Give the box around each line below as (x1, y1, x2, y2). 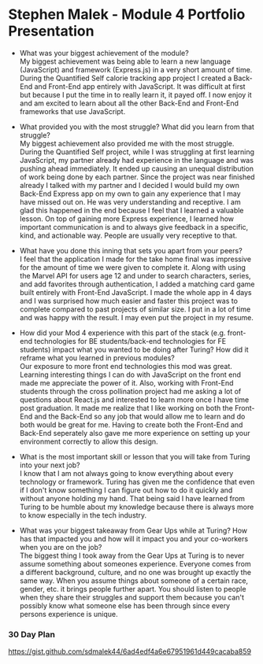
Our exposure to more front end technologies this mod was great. (19, 361, 232, 371)
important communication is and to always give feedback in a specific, (19, 222, 249, 231)
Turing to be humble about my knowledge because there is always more (19, 502, 254, 511)
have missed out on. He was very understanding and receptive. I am (19, 197, 242, 206)
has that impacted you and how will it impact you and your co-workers (19, 533, 249, 544)
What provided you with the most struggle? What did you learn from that (19, 122, 254, 131)
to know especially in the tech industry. (19, 510, 147, 520)
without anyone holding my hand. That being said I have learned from (19, 493, 246, 503)
